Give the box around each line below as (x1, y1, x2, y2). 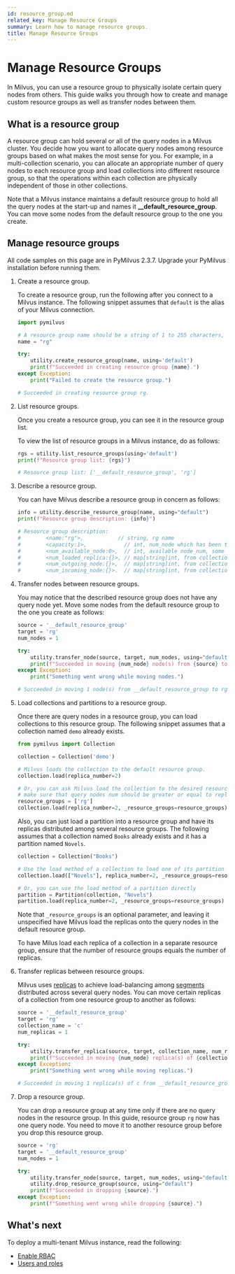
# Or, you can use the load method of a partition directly (17, 884, 197, 892)
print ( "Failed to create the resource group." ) (30, 376, 171, 383)
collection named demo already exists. (17, 727, 125, 735)
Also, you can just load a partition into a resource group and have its (17, 817, 215, 826)
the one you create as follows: (17, 608, 105, 616)
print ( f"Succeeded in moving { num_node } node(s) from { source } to (30, 660, 228, 667)
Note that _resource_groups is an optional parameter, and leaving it (17, 910, 210, 919)
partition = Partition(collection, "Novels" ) (17, 891, 152, 898)
